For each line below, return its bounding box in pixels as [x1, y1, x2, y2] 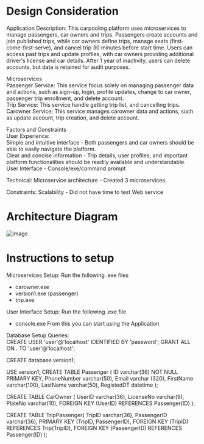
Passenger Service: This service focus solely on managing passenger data [6, 81, 194, 89]
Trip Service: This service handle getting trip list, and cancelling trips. [6, 101, 181, 108]
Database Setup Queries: [6, 331, 69, 339]
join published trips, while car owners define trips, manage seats [6, 37, 169, 45]
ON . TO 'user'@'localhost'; [6, 345, 75, 352]
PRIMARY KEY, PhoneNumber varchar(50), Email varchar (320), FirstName [6, 374, 194, 382]
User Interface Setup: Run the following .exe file [6, 308, 127, 315]
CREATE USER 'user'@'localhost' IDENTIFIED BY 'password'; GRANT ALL [6, 338, 191, 345]
